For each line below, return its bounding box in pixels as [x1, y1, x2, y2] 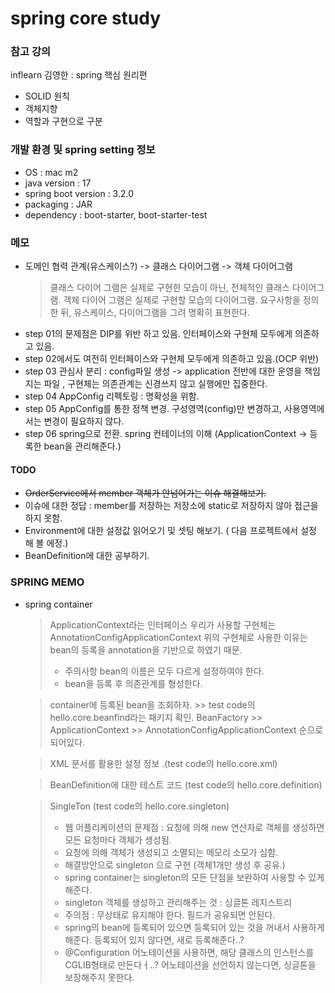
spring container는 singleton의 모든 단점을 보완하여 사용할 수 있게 [64, 871, 325, 883]
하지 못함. [24, 512, 63, 524]
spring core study [10, 7, 162, 30]
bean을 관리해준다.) [43, 440, 122, 452]
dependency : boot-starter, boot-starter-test [24, 208, 208, 221]
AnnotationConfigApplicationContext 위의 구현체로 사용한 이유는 [49, 631, 308, 643]
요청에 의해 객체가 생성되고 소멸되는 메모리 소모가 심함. [64, 846, 279, 858]
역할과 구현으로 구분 [24, 115, 103, 127]
